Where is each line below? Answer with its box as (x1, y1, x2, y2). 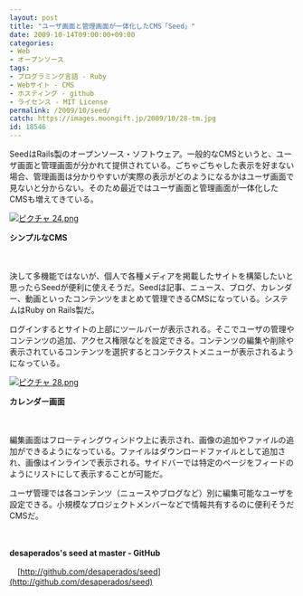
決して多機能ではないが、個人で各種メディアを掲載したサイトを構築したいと (9, 270, 294, 281)
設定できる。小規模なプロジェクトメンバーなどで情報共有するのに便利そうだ (9, 499, 295, 509)
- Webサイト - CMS (9, 80, 75, 90)
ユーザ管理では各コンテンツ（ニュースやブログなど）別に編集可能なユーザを (9, 487, 294, 498)
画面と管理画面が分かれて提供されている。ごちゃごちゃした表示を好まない (16, 160, 295, 170)
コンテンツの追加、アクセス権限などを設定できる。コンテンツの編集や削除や (9, 336, 295, 345)
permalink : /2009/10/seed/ (9, 106, 111, 115)
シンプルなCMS (9, 232, 68, 242)
